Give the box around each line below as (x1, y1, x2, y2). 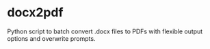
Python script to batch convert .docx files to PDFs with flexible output (7, 27, 203, 35)
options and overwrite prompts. (7, 34, 96, 42)
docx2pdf (7, 5, 64, 20)
